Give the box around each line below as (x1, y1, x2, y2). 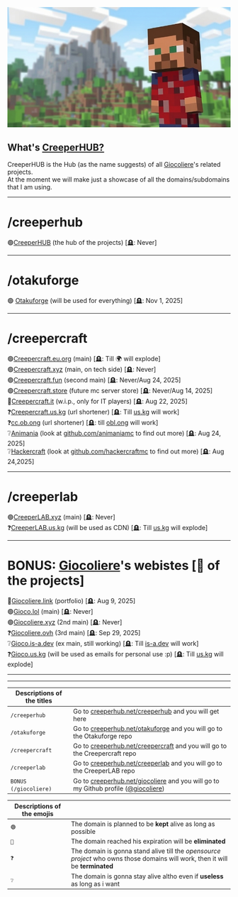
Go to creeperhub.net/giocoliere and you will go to (73, 776, 220, 785)
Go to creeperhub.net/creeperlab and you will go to (73, 759, 222, 768)
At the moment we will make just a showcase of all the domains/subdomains (7, 175, 230, 184)
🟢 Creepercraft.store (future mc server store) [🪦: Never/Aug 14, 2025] (7, 387, 213, 395)
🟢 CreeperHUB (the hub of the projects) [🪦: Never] (7, 238, 157, 247)
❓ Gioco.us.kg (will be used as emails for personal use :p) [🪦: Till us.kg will (7, 649, 225, 658)
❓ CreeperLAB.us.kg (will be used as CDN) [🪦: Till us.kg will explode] (7, 523, 208, 532)
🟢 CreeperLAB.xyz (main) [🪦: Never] (7, 512, 115, 521)
